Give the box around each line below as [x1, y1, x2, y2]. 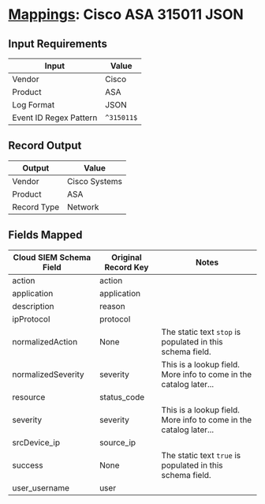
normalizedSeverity [12, 369, 84, 380]
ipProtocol [12, 314, 50, 325]
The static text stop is [161, 326, 241, 337]
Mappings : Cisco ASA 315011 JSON [8, 6, 244, 24]
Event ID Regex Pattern [12, 112, 98, 123]
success [12, 460, 43, 471]
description [12, 300, 54, 311]
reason [99, 300, 125, 311]
